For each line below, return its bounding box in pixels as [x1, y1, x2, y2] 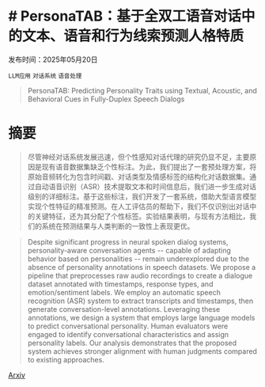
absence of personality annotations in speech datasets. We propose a [27, 262, 256, 271]
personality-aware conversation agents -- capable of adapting [27, 245, 232, 255]
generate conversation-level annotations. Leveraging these [27, 304, 221, 313]
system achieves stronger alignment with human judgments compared [27, 346, 257, 356]
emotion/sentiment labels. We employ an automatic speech [27, 287, 221, 297]
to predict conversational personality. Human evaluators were [27, 321, 229, 331]
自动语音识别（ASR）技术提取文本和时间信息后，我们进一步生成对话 [34, 181, 257, 191]
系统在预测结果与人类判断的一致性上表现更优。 [41, 221, 195, 230]
